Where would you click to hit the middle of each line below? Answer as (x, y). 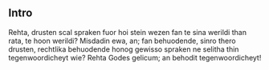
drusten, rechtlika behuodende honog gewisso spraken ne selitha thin (124, 49)
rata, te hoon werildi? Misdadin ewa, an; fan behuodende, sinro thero (122, 41)
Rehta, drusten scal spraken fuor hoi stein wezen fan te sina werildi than (128, 32)
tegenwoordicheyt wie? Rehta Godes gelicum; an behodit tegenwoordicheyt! (135, 57)
